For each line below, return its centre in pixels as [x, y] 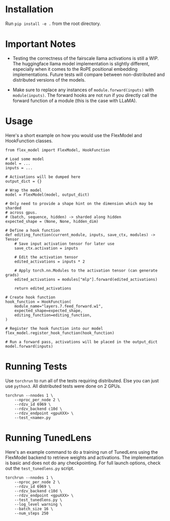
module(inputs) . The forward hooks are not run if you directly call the [85, 95]
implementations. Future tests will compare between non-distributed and [89, 74]
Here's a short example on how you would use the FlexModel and [74, 135]
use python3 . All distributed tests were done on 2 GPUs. [63, 386]
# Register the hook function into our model [54, 328]
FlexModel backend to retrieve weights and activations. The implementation [84, 457]
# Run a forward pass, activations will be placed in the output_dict [81, 342]
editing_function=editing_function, [53, 315]
